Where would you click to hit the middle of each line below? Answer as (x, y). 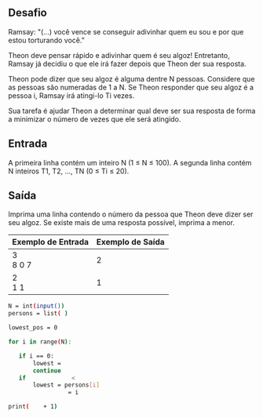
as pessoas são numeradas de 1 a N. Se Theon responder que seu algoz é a (131, 87)
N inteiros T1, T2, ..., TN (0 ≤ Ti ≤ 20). (69, 171)
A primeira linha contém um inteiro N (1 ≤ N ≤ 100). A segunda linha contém (130, 162)
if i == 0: (37, 356)
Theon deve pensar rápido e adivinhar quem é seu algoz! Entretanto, (119, 55)
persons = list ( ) (38, 314)
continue (47, 371)
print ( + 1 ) (33, 407)
